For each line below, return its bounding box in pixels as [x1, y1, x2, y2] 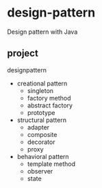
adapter [27, 123, 50, 132]
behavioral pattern [16, 152, 70, 160]
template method [27, 160, 76, 168]
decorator [27, 138, 55, 146]
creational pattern [16, 79, 68, 87]
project [7, 48, 39, 59]
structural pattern [16, 116, 67, 124]
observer [27, 167, 53, 175]
